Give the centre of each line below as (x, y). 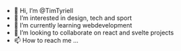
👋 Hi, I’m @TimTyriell (44, 11)
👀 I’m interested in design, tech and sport (73, 18)
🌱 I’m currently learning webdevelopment (73, 25)
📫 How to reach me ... (46, 40)
